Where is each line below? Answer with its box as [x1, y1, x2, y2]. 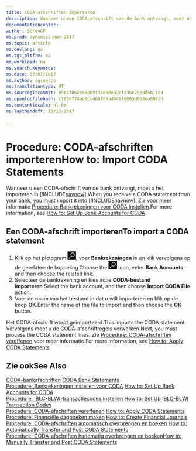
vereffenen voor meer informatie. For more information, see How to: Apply [6, 337, 183, 345]
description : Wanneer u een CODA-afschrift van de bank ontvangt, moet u [6, 15, 190, 22]
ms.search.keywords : [6, 65, 57, 71]
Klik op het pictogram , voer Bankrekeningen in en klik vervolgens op [14, 255, 191, 262]
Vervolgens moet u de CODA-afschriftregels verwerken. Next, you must [6, 325, 177, 332]
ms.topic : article [6, 40, 51, 46]
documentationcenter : [6, 22, 59, 28]
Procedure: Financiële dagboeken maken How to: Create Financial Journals [6, 414, 188, 421]
